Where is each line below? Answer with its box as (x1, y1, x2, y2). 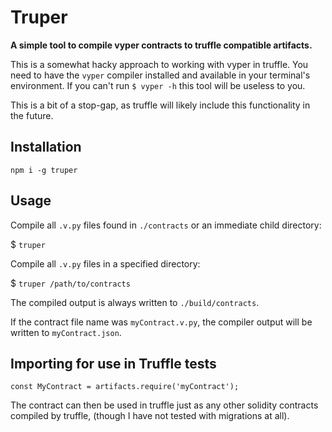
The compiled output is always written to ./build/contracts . (10, 296, 260, 308)
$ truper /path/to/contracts (10, 277, 131, 289)
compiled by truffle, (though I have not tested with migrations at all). (10, 410, 290, 422)
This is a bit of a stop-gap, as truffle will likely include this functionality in (10, 99, 311, 111)
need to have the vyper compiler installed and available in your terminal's (10, 69, 311, 81)
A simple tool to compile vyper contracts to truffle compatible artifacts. (10, 39, 313, 51)
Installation (10, 139, 82, 156)
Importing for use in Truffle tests (10, 355, 217, 372)
